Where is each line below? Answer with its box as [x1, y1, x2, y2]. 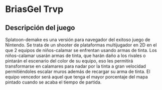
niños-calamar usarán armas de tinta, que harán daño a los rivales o [5, 52, 146, 58]
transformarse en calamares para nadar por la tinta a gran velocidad [5, 63, 146, 69]
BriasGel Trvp [5, 3, 64, 15]
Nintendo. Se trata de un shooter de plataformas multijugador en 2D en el [5, 42, 157, 48]
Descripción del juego [5, 23, 75, 32]
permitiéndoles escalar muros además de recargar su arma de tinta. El [5, 68, 150, 74]
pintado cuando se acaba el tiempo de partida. [5, 79, 102, 85]
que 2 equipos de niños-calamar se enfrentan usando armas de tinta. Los [5, 47, 157, 53]
